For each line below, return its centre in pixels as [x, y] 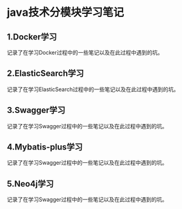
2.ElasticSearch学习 [45, 74]
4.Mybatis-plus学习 [45, 147]
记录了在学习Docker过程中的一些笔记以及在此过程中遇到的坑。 [85, 53]
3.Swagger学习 [36, 110]
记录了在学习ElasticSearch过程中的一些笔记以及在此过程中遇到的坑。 [93, 89]
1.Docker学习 [32, 37]
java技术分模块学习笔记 [66, 12]
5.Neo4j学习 [30, 184]
